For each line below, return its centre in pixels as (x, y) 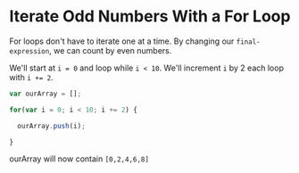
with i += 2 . (31, 77)
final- (248, 42)
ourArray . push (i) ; (52, 126)
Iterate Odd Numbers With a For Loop (150, 16)
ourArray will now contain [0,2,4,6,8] (79, 159)
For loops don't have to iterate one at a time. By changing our (122, 41)
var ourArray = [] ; (46, 94)
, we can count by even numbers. (110, 50)
